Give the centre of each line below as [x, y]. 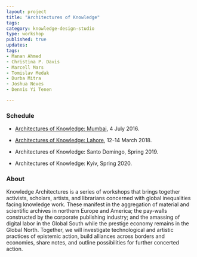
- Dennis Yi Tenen [29, 90]
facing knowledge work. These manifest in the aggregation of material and [98, 204]
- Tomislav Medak [28, 73]
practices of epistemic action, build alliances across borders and [86, 236]
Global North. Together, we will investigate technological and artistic [90, 230]
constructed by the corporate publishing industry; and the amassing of [93, 217]
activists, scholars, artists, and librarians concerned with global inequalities [98, 198]
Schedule [20, 115]
